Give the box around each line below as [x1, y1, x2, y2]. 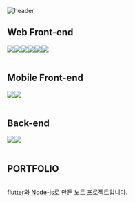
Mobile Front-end [7, 72, 84, 84]
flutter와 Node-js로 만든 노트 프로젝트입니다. [7, 188, 128, 197]
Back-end [7, 118, 50, 130]
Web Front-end [7, 26, 74, 38]
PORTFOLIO [7, 163, 60, 175]
